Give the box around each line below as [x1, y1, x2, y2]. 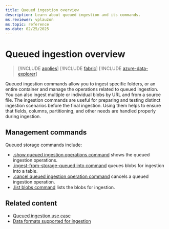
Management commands [5, 128, 87, 137]
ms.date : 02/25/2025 [5, 27, 50, 32]
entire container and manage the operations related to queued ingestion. [5, 86, 159, 93]
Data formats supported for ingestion [12, 218, 91, 224]
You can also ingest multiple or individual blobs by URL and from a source [5, 91, 161, 98]
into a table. [12, 168, 38, 174]
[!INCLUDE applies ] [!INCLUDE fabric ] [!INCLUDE [17, 65, 122, 72]
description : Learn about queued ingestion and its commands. [5, 12, 141, 17]
